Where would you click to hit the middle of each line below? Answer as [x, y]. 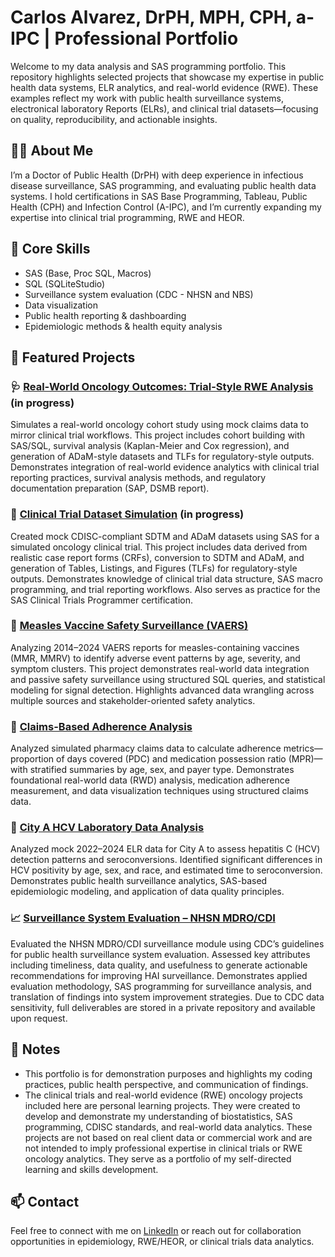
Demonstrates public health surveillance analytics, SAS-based [139, 881]
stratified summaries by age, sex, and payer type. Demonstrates [162, 770]
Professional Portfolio [146, 38]
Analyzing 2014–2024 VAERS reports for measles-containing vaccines [155, 647]
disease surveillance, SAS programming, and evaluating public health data [163, 185]
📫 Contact [45, 1201]
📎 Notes [35, 1049]
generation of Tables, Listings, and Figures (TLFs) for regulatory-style [154, 568]
